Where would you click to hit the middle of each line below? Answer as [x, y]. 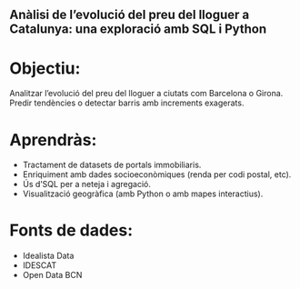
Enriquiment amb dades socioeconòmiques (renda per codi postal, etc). [157, 174]
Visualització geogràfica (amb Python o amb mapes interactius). [143, 194]
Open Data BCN [52, 275]
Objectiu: [45, 68]
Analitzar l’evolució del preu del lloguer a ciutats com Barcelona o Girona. [146, 94]
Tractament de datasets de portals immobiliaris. [112, 165]
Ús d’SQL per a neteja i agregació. [87, 184]
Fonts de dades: [71, 230]
